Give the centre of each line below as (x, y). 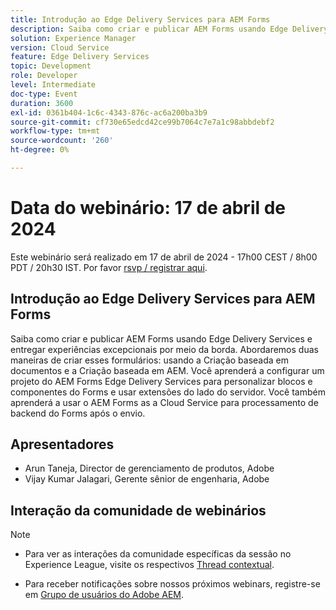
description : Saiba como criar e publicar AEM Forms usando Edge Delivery (169, 29)
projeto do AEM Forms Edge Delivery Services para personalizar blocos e (161, 381)
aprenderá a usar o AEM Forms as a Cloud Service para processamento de (164, 402)
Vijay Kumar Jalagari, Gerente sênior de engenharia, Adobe (147, 479)
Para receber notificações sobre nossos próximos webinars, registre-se (172, 584)
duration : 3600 (42, 103)
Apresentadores (62, 444)
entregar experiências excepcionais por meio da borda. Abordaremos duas (164, 349)
